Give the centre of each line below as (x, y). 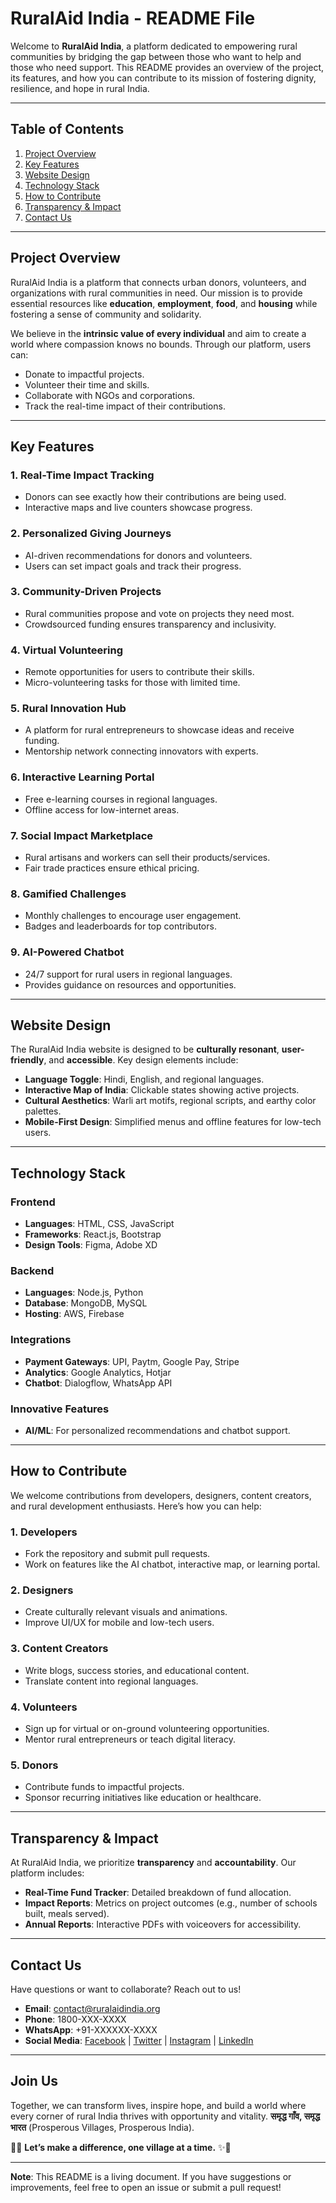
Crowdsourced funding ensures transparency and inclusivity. (150, 624)
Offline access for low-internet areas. (102, 809)
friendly (27, 1060)
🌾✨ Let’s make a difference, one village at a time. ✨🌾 (121, 2147)
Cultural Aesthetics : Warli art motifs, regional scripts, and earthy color (170, 1101)
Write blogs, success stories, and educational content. (137, 1670)
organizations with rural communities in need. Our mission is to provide (156, 293)
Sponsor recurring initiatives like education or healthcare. (143, 1798)
